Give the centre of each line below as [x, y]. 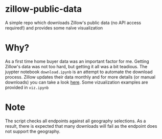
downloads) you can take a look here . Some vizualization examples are [77, 82]
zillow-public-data [44, 9]
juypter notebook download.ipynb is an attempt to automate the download [79, 72]
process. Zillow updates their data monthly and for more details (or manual [80, 77]
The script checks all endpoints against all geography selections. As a [75, 121]
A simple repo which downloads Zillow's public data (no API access [73, 23]
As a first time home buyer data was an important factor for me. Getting [77, 61]
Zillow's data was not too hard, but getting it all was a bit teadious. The [76, 66]
